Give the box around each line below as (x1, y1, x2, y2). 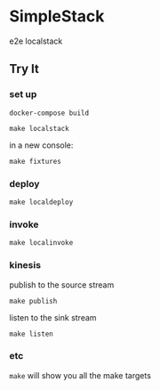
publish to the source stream (9, 279, 115, 290)
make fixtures (9, 157, 62, 166)
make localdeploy (9, 198, 74, 207)
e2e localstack (9, 36, 63, 46)
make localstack (9, 124, 69, 133)
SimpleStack (9, 6, 105, 27)
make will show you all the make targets (9, 370, 151, 380)
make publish (9, 297, 58, 305)
